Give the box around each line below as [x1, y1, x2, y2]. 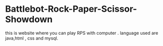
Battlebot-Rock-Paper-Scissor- [5, 3, 137, 15]
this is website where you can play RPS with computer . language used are [5, 30, 159, 36]
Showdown [5, 14, 53, 25]
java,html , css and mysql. [5, 35, 58, 41]
